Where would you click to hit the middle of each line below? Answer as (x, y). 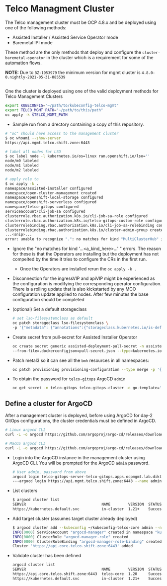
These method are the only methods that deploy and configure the (73, 52)
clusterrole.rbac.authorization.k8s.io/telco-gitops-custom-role (74, 221)
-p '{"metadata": (30, 328)
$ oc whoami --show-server (33, 138)
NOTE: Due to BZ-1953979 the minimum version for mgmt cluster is (73, 72)
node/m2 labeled (22, 170)
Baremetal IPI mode (33, 42)
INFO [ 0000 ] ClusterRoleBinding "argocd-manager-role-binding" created (87, 542)
